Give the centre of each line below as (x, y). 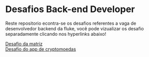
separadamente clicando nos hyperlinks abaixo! (56, 34)
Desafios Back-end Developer (70, 9)
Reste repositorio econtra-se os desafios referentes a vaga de (71, 23)
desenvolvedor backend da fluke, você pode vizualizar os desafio (75, 28)
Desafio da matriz (24, 43)
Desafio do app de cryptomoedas (41, 49)
